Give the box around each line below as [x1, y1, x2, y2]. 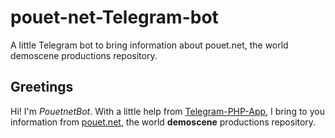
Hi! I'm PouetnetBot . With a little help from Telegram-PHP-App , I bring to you [10, 105, 325, 117]
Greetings [10, 79, 74, 96]
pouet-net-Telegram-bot [10, 6, 219, 29]
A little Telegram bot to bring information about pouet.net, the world [10, 39, 289, 51]
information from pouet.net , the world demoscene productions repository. [10, 116, 317, 128]
